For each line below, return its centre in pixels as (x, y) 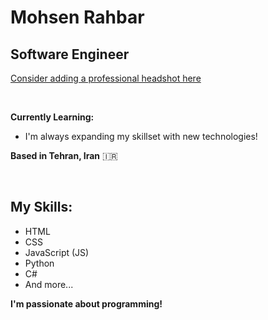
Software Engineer (70, 54)
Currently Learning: (52, 117)
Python (39, 263)
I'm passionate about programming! (86, 303)
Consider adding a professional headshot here (106, 78)
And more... (49, 284)
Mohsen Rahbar (77, 17)
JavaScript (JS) (57, 252)
